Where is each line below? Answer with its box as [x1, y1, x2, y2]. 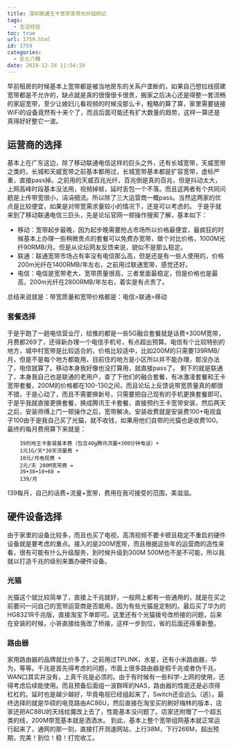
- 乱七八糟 [13, 56, 41, 63]
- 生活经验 [13, 23, 41, 30]
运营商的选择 [7, 139, 62, 151]
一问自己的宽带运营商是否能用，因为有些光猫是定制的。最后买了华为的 [25, 601, 226, 610]
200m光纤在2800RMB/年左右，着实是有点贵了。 [29, 278, 169, 286]
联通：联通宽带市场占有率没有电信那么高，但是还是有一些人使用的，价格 [17, 252, 224, 260]
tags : [7, 17, 23, 24]
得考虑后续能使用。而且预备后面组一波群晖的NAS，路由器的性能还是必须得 [7, 681, 221, 690]
